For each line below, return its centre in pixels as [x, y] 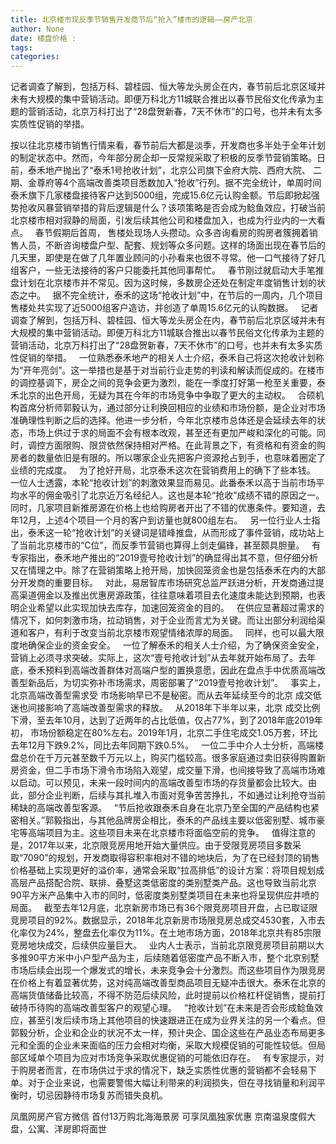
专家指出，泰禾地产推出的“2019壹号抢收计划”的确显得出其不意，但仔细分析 [164, 558]
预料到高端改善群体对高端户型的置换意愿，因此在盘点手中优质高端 [180, 670]
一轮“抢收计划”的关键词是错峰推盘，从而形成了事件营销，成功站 [185, 533]
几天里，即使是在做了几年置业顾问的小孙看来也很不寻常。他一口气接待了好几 [168, 258]
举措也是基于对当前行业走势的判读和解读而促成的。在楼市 [206, 370]
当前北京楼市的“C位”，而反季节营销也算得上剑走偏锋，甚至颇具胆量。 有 [170, 545]
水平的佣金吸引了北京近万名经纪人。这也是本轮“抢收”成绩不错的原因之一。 [171, 495]
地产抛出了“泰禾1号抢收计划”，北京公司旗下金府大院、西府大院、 [178, 170]
